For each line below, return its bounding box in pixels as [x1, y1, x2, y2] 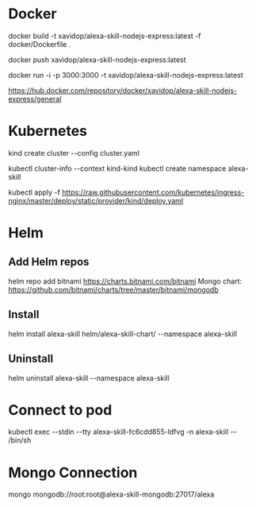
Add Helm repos [8, 255, 90, 269]
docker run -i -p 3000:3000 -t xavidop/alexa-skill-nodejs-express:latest [8, 70, 243, 79]
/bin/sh [8, 435, 32, 445]
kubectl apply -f [8, 188, 61, 197]
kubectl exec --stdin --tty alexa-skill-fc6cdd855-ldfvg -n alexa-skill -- [8, 427, 237, 437]
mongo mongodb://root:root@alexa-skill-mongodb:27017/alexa [8, 490, 215, 499]
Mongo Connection [8, 463, 138, 482]
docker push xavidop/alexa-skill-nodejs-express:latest [8, 55, 186, 64]
